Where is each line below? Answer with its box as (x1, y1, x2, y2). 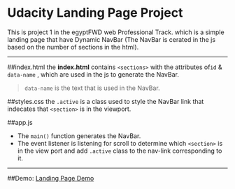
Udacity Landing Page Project (7, 5, 183, 21)
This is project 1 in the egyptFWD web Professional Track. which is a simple (7, 28, 225, 36)
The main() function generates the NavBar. (17, 131, 141, 140)
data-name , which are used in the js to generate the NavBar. (7, 70, 180, 78)
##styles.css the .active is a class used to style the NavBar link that (7, 97, 204, 105)
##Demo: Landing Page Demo (7, 174, 94, 182)
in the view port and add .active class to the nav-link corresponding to (17, 146, 222, 155)
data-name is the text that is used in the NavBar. (24, 84, 161, 92)
